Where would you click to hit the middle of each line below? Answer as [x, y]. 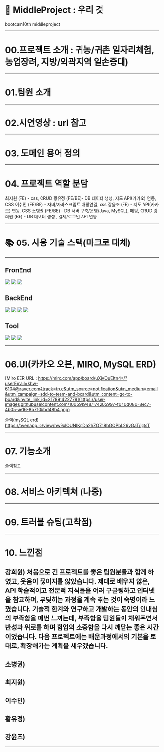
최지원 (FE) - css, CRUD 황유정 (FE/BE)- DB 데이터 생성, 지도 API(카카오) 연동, [81, 198]
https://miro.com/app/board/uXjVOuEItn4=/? [83, 378]
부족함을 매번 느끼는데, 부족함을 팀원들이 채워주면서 [85, 618]
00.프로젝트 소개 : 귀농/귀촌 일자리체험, [80, 50]
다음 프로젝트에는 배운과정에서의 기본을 [93, 637]
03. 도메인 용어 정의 [43, 153]
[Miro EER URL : [21, 378]
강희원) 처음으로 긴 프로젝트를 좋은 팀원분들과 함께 [76, 572]
